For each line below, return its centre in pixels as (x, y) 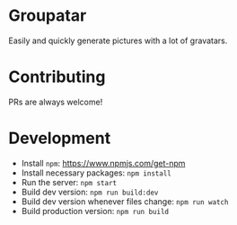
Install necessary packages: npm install (96, 173)
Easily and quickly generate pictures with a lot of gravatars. (118, 40)
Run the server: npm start (69, 182)
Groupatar (48, 16)
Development (60, 138)
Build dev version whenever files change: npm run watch (125, 201)
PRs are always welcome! (56, 102)
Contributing (57, 77)
